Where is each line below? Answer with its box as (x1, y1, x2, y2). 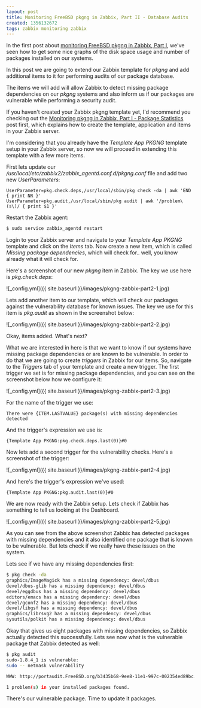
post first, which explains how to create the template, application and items (6, 121, 191, 129)
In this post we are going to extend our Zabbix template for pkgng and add (6, 66, 190, 74)
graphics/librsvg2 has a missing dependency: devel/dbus (6, 611, 151, 617)
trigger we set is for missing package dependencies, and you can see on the (6, 369, 195, 377)
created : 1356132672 (6, 20, 58, 26)
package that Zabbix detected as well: (6, 640, 100, 647)
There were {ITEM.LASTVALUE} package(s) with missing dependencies (6, 411, 178, 417)
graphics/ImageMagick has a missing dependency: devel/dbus (6, 578, 160, 584)
